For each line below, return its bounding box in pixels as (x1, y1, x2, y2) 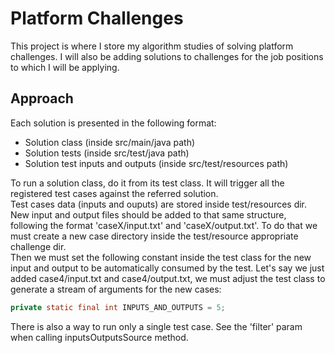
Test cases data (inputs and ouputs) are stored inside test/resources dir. (10, 198, 308, 210)
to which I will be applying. (10, 61, 120, 73)
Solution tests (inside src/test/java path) (24, 147, 190, 159)
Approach (10, 90, 74, 107)
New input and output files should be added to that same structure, (10, 208, 287, 221)
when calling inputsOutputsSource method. (10, 331, 189, 343)
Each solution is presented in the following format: (10, 117, 217, 129)
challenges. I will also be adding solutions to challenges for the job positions (10, 50, 324, 62)
